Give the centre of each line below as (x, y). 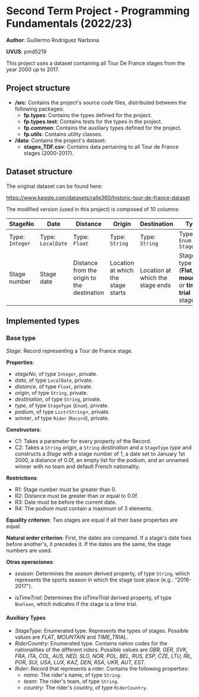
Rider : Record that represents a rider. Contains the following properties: (102, 669)
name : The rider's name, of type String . (72, 675)
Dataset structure (39, 172)
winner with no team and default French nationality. (77, 467)
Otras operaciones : (30, 562)
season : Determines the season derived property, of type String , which (102, 574)
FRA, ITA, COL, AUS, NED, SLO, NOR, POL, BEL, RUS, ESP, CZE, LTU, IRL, (104, 656)
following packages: (39, 109)
